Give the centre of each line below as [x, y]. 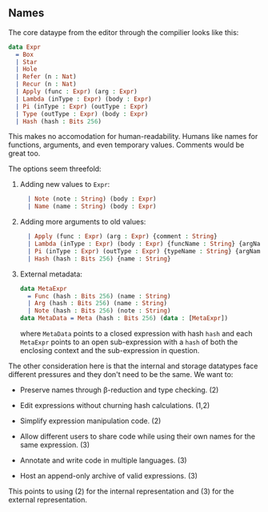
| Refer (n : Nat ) [46, 77]
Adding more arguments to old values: [83, 222]
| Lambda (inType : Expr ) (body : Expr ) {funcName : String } [132, 244]
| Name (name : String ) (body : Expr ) [92, 207]
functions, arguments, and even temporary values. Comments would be [126, 145]
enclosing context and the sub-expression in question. [110, 351]
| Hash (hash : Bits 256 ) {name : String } [99, 259]
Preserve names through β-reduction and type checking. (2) [119, 390]
